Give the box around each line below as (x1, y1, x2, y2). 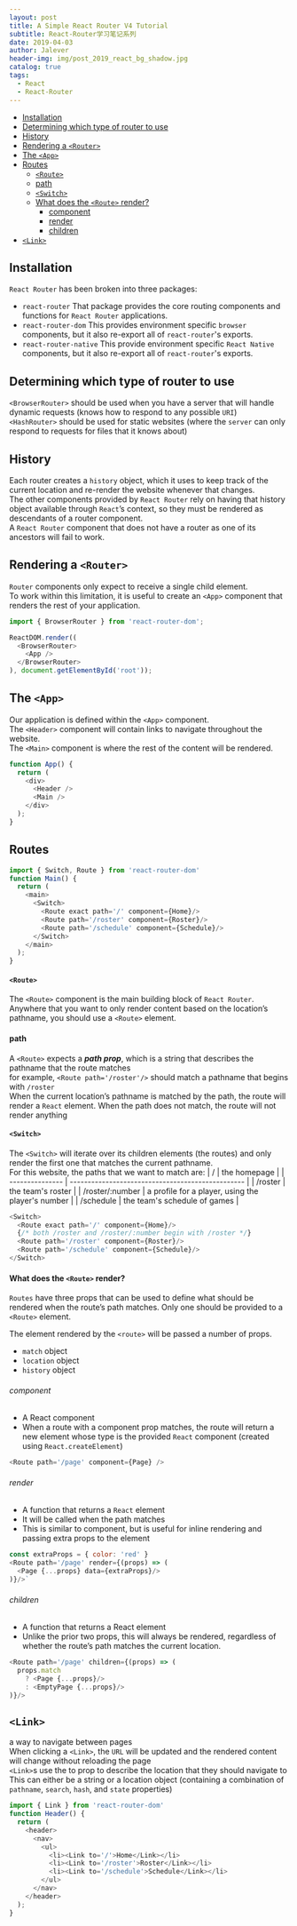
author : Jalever (9, 46, 69, 55)
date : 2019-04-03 (9, 37, 74, 47)
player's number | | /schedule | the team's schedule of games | (9, 1195, 239, 1206)
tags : (9, 71, 29, 80)
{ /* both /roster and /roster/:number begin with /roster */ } (17, 1229, 252, 1238)
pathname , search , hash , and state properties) (9, 1784, 173, 1795)
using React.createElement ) (21, 1441, 123, 1452)
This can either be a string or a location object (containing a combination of (9, 1774, 285, 1786)
